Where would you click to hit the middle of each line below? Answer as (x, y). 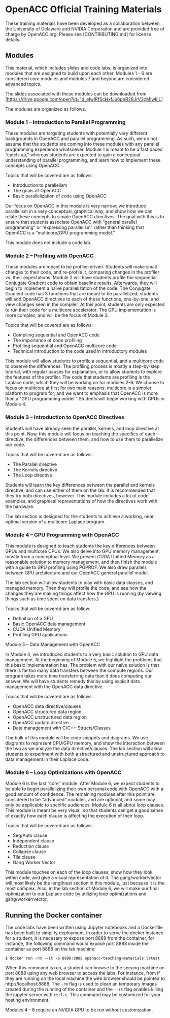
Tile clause (24, 857)
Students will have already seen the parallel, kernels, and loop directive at (82, 428)
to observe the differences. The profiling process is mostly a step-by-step (82, 366)
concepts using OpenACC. (33, 165)
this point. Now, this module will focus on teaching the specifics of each (80, 434)
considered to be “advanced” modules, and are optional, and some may (80, 800)
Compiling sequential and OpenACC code (56, 335)
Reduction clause (31, 846)
